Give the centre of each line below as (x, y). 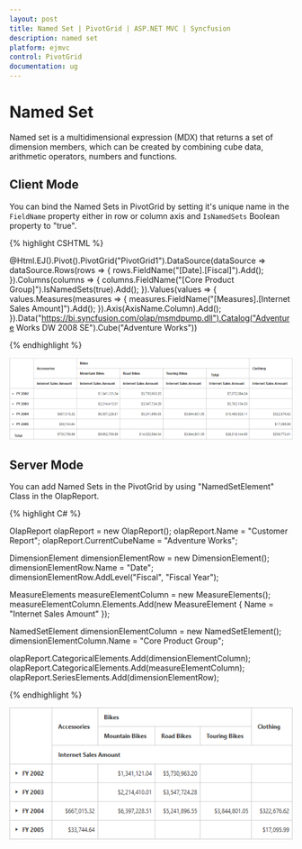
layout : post (34, 19)
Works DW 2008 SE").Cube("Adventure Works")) (107, 327)
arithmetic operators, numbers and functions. (93, 156)
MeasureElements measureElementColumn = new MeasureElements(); (140, 595)
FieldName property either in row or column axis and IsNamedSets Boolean (145, 215)
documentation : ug (44, 67)
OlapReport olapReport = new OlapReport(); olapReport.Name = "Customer (149, 531)
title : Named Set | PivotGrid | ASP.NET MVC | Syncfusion (120, 28)
